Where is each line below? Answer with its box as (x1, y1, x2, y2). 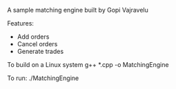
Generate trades (17, 48, 64, 55)
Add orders (17, 32, 50, 41)
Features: (7, 19, 35, 27)
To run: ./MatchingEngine (7, 74, 79, 82)
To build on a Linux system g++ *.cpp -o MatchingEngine (7, 61, 169, 68)
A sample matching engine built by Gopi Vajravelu (7, 6, 148, 14)
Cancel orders (17, 40, 58, 48)
